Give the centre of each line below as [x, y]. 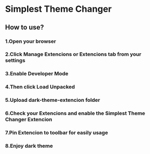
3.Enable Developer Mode [37, 74]
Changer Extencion [29, 120]
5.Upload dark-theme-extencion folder [53, 100]
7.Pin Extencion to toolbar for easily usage [57, 133]
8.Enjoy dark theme [29, 146]
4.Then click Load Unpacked [40, 87]
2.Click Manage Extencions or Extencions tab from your [73, 54]
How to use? [25, 27]
